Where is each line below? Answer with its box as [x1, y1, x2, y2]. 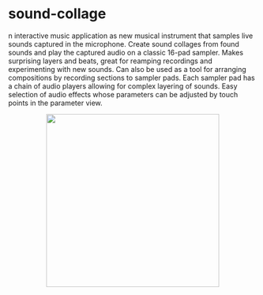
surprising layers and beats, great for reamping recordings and [8, 56, 213, 66]
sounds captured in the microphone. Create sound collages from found [8, 39, 239, 48]
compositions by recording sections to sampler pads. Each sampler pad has [8, 73, 255, 82]
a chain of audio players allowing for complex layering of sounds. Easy [8, 81, 239, 91]
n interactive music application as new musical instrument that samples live [8, 31, 254, 40]
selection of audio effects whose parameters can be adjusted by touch [8, 89, 239, 99]
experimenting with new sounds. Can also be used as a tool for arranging [8, 64, 246, 74]
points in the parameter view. [8, 98, 103, 108]
